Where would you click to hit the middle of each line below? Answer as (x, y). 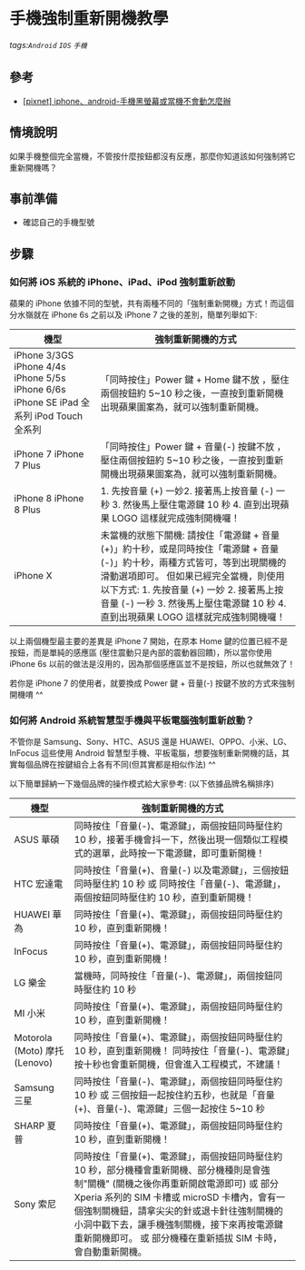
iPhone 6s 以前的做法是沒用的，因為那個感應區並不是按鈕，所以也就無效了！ (152, 664)
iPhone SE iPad (46, 402)
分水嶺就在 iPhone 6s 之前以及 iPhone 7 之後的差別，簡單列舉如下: (133, 315)
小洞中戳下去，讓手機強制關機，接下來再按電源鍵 (178, 1225)
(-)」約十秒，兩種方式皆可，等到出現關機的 (193, 562)
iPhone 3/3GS (44, 355)
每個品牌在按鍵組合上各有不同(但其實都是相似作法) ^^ (116, 765)
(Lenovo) (33, 1063)
